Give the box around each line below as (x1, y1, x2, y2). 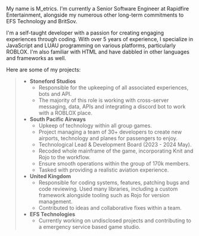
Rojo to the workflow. (38, 154, 91, 160)
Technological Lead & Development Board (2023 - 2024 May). (38, 141, 192, 148)
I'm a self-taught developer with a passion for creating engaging (6, 29, 164, 36)
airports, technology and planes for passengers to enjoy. (38, 135, 178, 142)
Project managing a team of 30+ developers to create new (38, 128, 182, 135)
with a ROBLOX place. (38, 110, 92, 116)
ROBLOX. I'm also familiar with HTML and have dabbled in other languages (6, 48, 189, 55)
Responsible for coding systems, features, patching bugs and (38, 179, 189, 186)
